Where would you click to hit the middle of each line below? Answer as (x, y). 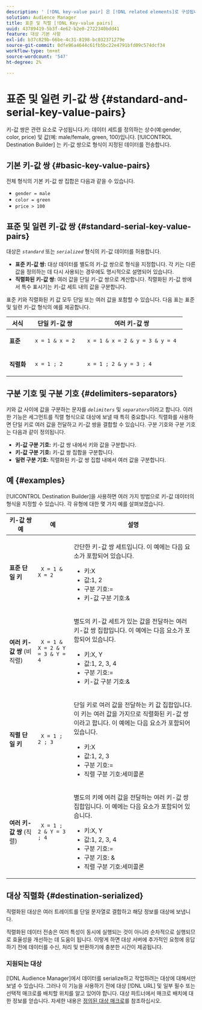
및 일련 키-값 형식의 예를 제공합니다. (48, 307)
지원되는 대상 (24, 964)
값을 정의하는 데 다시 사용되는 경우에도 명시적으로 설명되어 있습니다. (94, 272)
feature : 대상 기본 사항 (34, 34)
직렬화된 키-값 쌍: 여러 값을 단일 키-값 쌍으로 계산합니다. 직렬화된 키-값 (98, 279)
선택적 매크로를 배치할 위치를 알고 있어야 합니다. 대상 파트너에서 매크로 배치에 (97, 993)
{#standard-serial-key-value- (134, 226)
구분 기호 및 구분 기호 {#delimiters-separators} (92, 394)
